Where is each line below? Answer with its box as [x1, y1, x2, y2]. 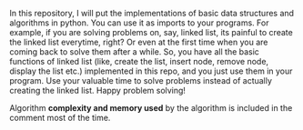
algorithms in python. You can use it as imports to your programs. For [9, 17, 269, 28]
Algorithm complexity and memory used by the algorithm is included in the [9, 103, 293, 113]
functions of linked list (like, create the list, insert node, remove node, [9, 56, 269, 66]
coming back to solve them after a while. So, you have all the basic [9, 46, 259, 57]
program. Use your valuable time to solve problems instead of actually [9, 75, 273, 85]
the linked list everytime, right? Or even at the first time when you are [9, 36, 268, 47]
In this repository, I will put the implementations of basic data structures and [9, 8, 294, 18]
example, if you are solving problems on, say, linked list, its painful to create [9, 27, 293, 37]
